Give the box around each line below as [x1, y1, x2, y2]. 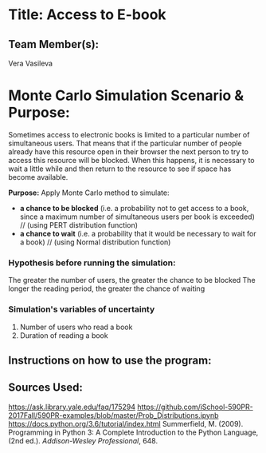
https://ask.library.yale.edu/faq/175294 [8, 402, 136, 411]
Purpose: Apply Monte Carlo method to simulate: [8, 188, 170, 197]
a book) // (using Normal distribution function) [19, 237, 171, 247]
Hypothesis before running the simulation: [8, 257, 176, 268]
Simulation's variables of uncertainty [8, 304, 155, 315]
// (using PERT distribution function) [19, 220, 138, 229]
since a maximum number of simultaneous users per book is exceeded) [19, 212, 255, 221]
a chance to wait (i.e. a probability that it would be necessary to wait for [19, 228, 256, 238]
